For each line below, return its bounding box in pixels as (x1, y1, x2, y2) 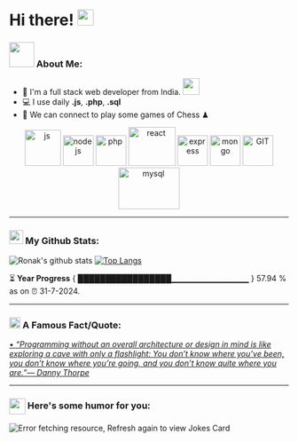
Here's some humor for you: (27, 399, 151, 412)
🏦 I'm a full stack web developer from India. (21, 87, 182, 98)
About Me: (35, 58, 82, 70)
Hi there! (9, 10, 74, 30)
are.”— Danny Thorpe (9, 367, 90, 378)
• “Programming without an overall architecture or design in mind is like (9, 339, 272, 350)
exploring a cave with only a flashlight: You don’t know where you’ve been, (9, 349, 285, 359)
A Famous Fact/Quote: (21, 319, 122, 331)
